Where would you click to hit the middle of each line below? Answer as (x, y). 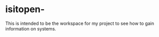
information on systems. (31, 28)
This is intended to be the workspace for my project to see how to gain (80, 23)
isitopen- (25, 9)
